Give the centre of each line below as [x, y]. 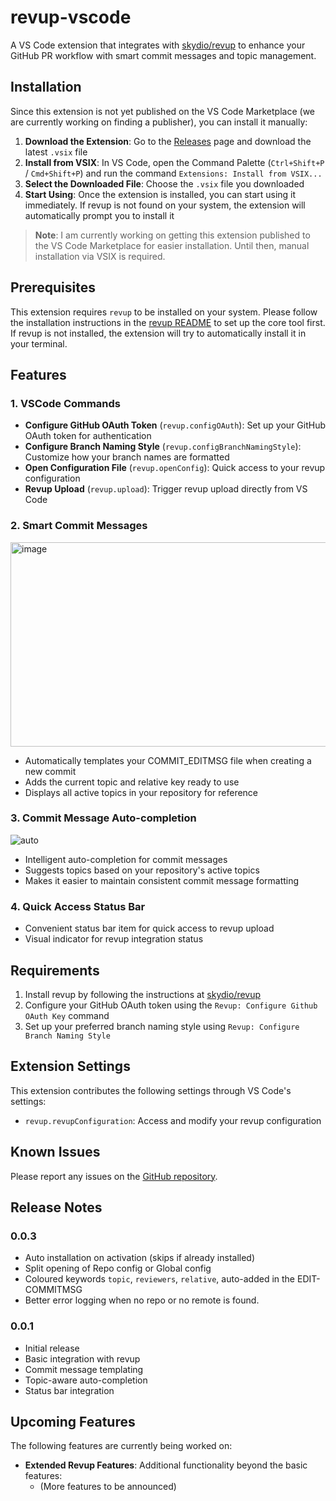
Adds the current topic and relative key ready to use [132, 782]
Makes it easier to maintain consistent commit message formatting [162, 880]
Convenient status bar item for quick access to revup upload [149, 928]
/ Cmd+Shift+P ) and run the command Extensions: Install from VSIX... [173, 173]
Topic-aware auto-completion [86, 1380]
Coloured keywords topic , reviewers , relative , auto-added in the [160, 1279]
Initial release [52, 1348]
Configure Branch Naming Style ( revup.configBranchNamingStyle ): [163, 447]
